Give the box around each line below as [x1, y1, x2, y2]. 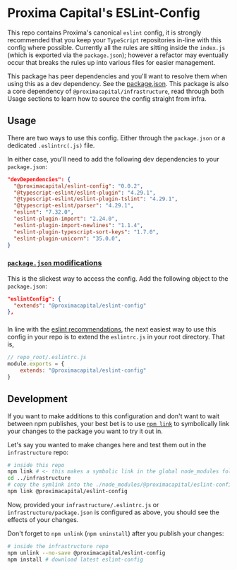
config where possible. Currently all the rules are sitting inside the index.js [7, 43, 226, 51]
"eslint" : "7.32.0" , [13, 209, 74, 216]
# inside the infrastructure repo [7, 542, 109, 550]
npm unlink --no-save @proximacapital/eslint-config [7, 549, 166, 557]
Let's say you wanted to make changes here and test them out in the [7, 440, 207, 449]
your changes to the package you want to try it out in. [7, 427, 164, 435]
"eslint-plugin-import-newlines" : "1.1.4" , [13, 222, 143, 229]
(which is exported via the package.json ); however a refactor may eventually [7, 51, 229, 59]
